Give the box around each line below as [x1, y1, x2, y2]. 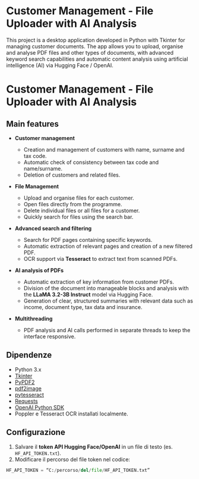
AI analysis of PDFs [14, 266, 64, 274]
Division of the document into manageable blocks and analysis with [23, 284, 189, 292]
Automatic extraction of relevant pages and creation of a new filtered [23, 242, 193, 250]
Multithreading [14, 315, 53, 322]
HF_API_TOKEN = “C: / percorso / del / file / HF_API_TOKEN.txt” [6, 467, 150, 473]
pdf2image [14, 385, 42, 392]
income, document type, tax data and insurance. [23, 303, 143, 310]
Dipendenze [6, 350, 52, 360]
